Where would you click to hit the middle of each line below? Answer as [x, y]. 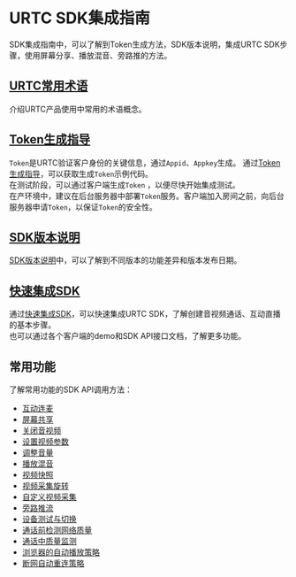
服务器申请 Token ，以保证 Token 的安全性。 [83, 207]
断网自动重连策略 [53, 563]
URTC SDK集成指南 [80, 18]
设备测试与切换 [49, 519]
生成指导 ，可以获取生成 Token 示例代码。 [81, 173]
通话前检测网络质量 [57, 530]
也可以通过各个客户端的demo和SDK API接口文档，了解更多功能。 [128, 336]
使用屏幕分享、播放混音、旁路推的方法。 [98, 55]
